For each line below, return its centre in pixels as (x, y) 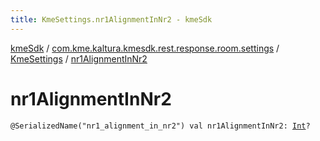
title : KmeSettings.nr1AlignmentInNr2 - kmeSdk (111, 19)
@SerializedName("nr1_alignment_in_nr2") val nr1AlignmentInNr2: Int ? (160, 126)
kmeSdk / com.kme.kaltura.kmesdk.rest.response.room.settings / (145, 48)
